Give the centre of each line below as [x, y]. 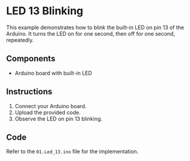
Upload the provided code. [48, 112]
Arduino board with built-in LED [53, 73]
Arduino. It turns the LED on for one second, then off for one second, [91, 33]
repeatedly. [20, 40]
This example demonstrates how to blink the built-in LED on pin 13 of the [95, 27]
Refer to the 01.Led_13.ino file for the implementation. [72, 151]
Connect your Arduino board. [51, 106]
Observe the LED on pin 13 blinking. [58, 119]
